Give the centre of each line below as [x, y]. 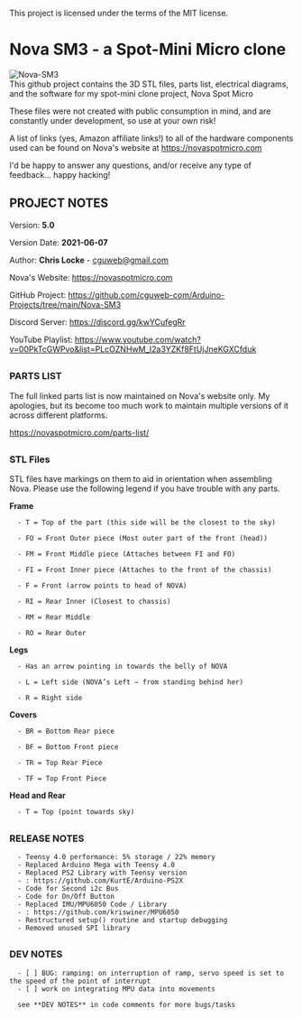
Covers [23, 715]
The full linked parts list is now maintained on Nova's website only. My [140, 395]
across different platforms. [59, 415]
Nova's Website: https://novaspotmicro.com [91, 277]
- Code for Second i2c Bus [68, 889]
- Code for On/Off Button [66, 897]
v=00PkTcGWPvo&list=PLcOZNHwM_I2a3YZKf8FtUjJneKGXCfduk [133, 349]
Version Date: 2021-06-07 [59, 242]
